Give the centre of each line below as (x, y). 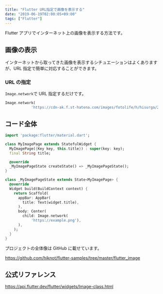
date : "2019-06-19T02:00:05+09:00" (41, 14)
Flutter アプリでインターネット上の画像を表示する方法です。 (65, 33)
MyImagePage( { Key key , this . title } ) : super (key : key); (67, 149)
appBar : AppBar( (34, 198)
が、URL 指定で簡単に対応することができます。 (52, 69)
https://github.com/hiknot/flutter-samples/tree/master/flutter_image (73, 258)
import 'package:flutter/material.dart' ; (48, 136)
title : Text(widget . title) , (51, 202)
